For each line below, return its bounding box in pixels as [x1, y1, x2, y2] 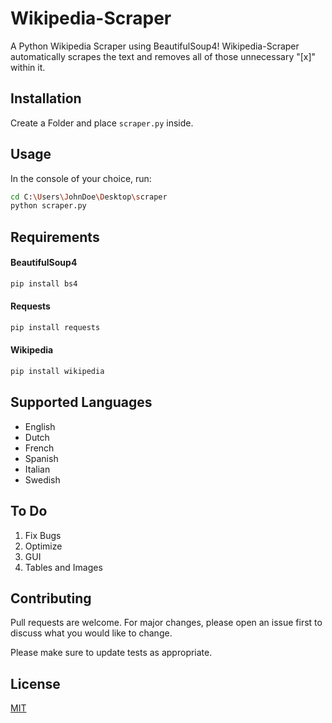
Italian [24, 463, 51, 475]
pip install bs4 [10, 278, 78, 289]
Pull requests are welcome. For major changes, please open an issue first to [10, 617, 323, 629]
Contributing [10, 590, 92, 607]
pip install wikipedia [10, 367, 105, 377]
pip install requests [10, 322, 101, 332]
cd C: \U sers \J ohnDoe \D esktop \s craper [10, 192, 168, 202]
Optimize [24, 540, 63, 552]
